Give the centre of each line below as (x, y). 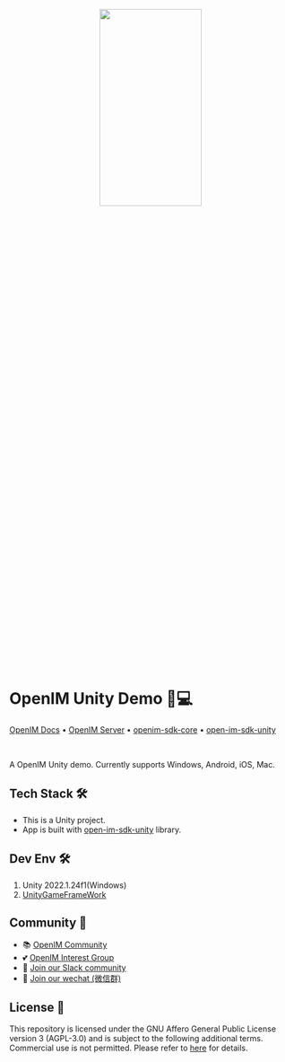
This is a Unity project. (64, 820)
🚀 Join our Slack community (74, 968)
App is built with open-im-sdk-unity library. (102, 829)
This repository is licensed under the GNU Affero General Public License (142, 1029)
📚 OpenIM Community (65, 945)
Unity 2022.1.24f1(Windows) (74, 885)
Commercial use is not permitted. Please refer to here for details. (129, 1048)
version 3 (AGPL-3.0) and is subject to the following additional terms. (136, 1039)
